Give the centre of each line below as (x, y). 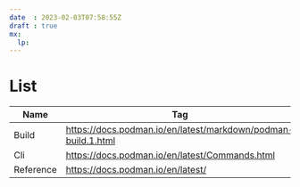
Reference (36, 170)
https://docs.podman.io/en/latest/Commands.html (170, 155)
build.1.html (91, 141)
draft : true (33, 26)
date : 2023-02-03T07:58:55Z (66, 17)
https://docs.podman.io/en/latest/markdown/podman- (180, 130)
